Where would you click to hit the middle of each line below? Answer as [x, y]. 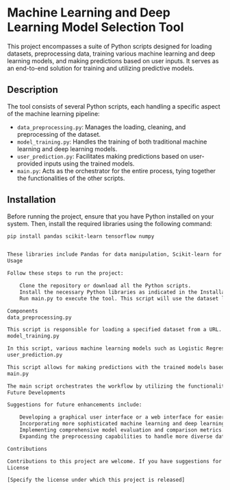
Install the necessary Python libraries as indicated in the [108, 292]
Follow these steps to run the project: [66, 274]
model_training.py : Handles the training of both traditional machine [112, 142]
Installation [31, 200]
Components [23, 311]
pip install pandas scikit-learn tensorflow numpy [81, 236]
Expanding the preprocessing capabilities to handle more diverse [116, 436]
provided [30, 164]
